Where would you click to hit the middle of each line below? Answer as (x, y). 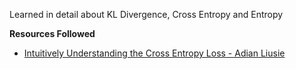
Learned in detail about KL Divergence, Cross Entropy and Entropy (146, 14)
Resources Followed (52, 33)
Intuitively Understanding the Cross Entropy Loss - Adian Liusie (154, 53)
